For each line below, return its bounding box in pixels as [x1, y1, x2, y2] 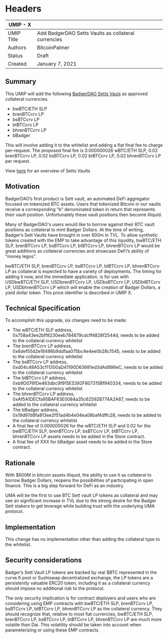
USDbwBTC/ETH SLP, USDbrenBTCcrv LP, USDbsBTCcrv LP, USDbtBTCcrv [5, 279, 161, 285]
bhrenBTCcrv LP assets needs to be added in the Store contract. [12, 434, 146, 440]
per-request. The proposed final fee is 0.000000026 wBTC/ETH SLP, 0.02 [5, 147, 158, 153]
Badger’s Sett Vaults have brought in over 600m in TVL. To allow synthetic [5, 232, 158, 238]
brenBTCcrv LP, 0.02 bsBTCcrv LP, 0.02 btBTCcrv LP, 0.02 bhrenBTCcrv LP [5, 152, 161, 158]
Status [7, 52, 23, 59]
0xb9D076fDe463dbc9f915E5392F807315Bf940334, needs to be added [12, 380, 162, 386]
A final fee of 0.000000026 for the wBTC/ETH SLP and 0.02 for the [12, 423, 151, 429]
